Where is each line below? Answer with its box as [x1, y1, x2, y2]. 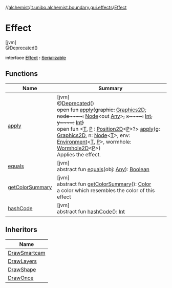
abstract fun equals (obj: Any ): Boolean [57, 166, 149, 173]
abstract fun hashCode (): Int [57, 208, 125, 215]
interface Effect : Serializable [5, 54, 67, 60]
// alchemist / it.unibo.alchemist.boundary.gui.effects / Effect [5, 5, 127, 10]
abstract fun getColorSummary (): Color [57, 180, 152, 188]
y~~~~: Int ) [57, 119, 84, 126]
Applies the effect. [57, 151, 101, 158]
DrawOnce [8, 274, 34, 281]
